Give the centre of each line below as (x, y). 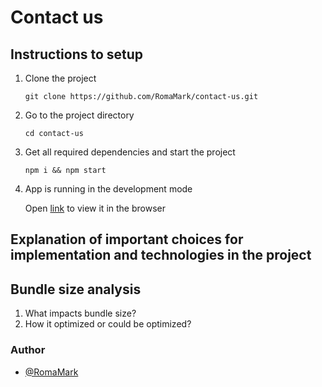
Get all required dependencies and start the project (130, 152)
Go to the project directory (79, 115)
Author (28, 350)
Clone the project (60, 78)
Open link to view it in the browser (95, 208)
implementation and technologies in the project (161, 255)
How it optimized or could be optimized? (108, 324)
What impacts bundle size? (80, 313)
